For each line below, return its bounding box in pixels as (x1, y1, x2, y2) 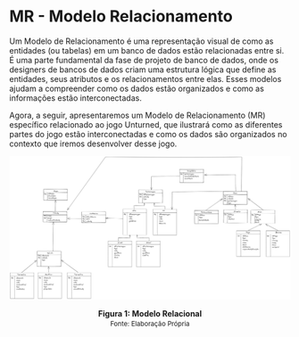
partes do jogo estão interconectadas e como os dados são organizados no (9, 128, 287, 139)
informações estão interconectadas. (9, 92, 143, 103)
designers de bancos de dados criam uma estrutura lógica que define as (9, 64, 277, 75)
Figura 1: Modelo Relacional (97, 308, 203, 319)
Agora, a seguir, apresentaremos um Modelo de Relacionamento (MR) (9, 110, 266, 120)
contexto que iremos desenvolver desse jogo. (9, 138, 178, 149)
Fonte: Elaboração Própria (110, 319, 190, 329)
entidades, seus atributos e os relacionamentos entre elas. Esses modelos (9, 73, 282, 84)
